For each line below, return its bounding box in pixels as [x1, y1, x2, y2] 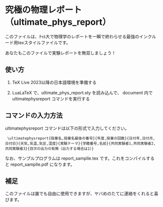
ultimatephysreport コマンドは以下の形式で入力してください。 [5, 125, 129, 131]
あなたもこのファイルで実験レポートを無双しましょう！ [5, 50, 116, 56]
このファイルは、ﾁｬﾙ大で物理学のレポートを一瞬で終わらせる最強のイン [5, 34, 148, 39]
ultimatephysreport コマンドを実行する [12, 96, 90, 102]
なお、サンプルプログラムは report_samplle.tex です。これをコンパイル [5, 155, 146, 161]
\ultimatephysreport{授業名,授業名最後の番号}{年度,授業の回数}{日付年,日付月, [7, 136, 155, 141]
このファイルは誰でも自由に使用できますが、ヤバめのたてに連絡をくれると [5, 190, 154, 197]
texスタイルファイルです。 [18, 39, 71, 45]
